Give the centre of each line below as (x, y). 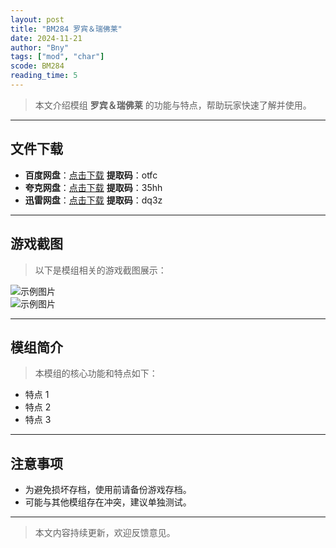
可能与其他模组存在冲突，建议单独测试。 (108, 502)
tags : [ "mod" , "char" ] (57, 57)
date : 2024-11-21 (46, 38)
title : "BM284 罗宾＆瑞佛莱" (66, 29)
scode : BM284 (37, 66)
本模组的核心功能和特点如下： (96, 373)
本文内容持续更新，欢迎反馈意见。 (105, 533)
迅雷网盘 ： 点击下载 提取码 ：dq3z (93, 200)
